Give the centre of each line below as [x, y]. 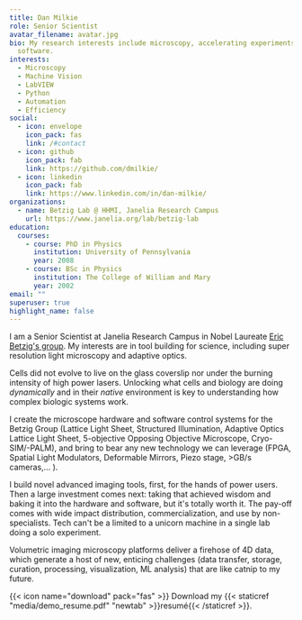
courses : [34, 235]
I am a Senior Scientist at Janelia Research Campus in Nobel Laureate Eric [147, 337]
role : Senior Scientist [54, 26]
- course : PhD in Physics [74, 244]
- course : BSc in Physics [74, 269]
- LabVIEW [36, 85]
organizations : [38, 202]
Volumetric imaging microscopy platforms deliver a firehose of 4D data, [142, 550]
